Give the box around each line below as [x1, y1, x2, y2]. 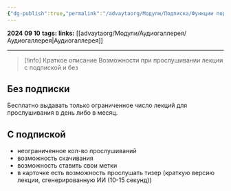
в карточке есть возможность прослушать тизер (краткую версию [16, 169, 215, 177]
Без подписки [7, 83, 70, 95]
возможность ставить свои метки [16, 161, 118, 170]
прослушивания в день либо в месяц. [7, 109, 118, 117]
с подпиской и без [23, 63, 78, 71]
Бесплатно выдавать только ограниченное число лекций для [7, 101, 188, 110]
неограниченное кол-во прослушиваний [16, 147, 137, 155]
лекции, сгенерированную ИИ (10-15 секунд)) [16, 176, 153, 184]
